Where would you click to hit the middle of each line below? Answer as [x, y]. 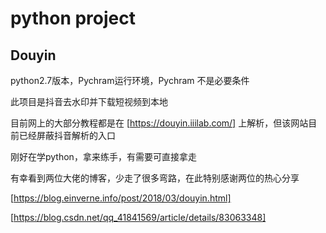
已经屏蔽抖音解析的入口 [67, 135]
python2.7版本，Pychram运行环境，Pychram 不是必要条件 [130, 80]
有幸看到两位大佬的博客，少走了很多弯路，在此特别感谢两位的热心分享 [155, 178]
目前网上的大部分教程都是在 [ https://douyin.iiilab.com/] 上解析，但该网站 [159, 123]
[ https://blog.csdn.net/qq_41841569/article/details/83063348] [138, 217]
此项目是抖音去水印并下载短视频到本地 [89, 101]
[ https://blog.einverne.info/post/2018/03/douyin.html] [121, 198]
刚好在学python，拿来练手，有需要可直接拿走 [103, 156]
